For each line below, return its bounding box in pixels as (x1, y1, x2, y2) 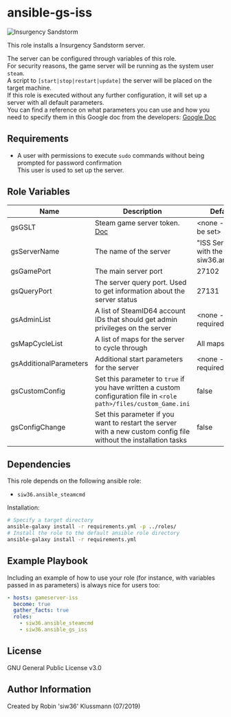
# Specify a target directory (7, 517, 94, 524)
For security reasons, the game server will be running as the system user (7, 61, 214, 70)
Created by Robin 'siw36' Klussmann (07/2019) (7, 702, 141, 710)
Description (122, 206, 162, 216)
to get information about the (95, 286, 186, 296)
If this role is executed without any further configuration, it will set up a (7, 91, 208, 99)
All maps (197, 339, 225, 348)
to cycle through (95, 343, 148, 352)
